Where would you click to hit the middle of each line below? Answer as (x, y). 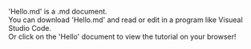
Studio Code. (30, 28)
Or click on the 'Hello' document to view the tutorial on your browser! (122, 36)
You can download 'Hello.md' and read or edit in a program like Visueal (125, 20)
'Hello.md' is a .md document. (58, 11)
